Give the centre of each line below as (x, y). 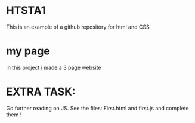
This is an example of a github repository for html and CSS (78, 27)
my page (28, 51)
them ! (14, 115)
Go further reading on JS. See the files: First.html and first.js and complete (97, 108)
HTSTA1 (26, 10)
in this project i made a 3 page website (54, 67)
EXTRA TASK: (41, 92)
